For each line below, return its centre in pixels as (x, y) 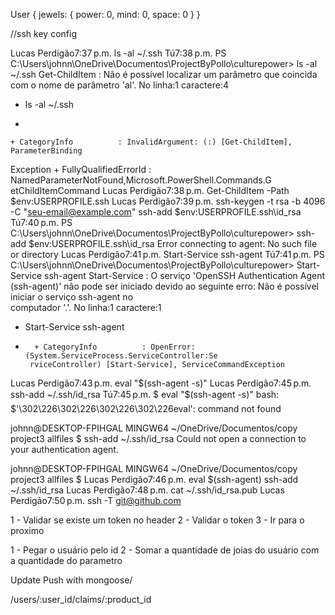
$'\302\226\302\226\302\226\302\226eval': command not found (146, 408)
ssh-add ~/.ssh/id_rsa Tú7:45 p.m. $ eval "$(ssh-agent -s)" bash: (145, 394)
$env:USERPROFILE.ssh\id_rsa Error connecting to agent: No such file (173, 243)
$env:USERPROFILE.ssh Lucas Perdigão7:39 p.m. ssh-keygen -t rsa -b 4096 (168, 201)
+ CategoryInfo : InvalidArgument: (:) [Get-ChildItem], (151, 142)
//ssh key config (43, 33)
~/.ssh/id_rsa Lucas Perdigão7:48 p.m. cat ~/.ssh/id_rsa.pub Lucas (147, 490)
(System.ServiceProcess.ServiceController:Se (121, 356)
